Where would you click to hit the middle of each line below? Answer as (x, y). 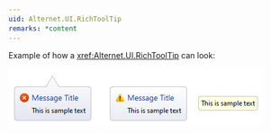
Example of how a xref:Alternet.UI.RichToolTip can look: (112, 55)
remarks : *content (43, 28)
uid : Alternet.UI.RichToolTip (65, 19)
